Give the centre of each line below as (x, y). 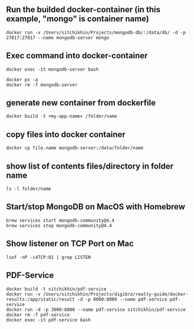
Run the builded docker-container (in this (83, 10)
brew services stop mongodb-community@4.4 (59, 226)
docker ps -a (22, 80)
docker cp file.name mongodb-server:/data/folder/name (75, 148)
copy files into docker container (66, 134)
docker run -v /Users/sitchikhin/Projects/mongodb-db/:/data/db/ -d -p (96, 32)
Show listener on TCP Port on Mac (70, 244)
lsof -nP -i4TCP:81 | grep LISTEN (49, 257)
